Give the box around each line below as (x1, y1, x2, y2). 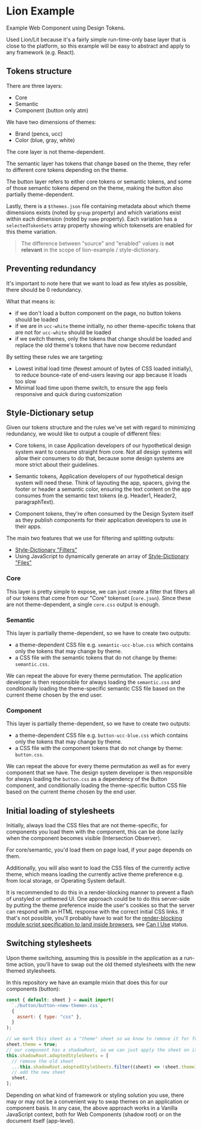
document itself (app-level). (6, 1117, 75, 1125)
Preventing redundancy (6, 264, 97, 274)
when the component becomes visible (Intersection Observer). (6, 835, 162, 842)
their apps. (14, 523, 42, 530)
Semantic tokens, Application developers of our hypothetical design (14, 473, 183, 480)
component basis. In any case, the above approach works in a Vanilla (6, 1105, 178, 1112)
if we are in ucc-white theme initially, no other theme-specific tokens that (14, 322, 196, 329)
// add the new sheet (11, 1069, 66, 1076)
